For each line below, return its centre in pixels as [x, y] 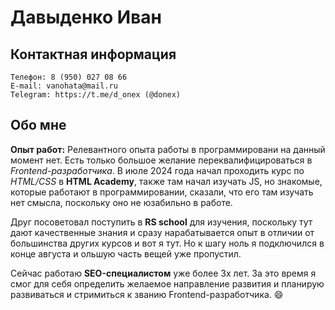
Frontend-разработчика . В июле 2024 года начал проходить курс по [157, 170]
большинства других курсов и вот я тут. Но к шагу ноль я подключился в [167, 243]
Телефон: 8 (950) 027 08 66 [69, 77]
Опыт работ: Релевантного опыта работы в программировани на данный [168, 149]
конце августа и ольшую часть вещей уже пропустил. [126, 253]
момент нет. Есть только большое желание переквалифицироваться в [161, 160]
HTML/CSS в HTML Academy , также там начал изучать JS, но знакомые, [166, 181]
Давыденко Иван [86, 17]
